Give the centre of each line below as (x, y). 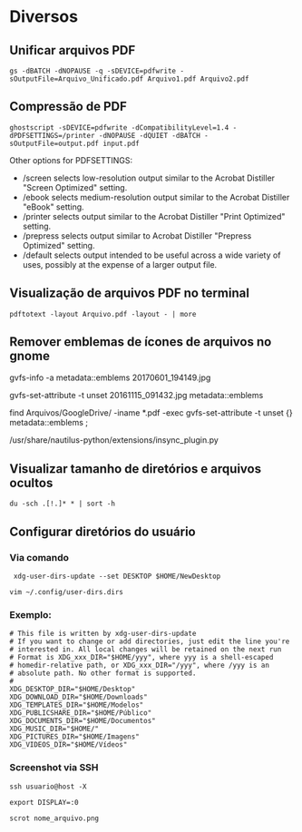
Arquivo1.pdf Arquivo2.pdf (198, 79)
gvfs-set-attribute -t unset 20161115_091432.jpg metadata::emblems (136, 396)
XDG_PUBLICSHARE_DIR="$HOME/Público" (81, 713)
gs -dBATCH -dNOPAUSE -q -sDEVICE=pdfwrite (93, 71)
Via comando (39, 557)
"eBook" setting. (53, 207)
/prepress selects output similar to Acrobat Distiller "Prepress (137, 235)
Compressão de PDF (68, 107)
